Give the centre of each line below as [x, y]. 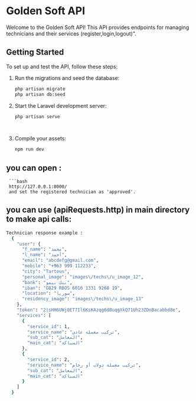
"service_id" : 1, [48, 326]
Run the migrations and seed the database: [67, 78]
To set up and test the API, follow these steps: [62, 66]
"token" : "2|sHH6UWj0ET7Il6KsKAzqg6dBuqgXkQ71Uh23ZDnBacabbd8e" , [99, 310]
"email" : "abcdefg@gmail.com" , [60, 261]
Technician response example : [45, 233]
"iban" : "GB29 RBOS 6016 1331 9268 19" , [72, 288]
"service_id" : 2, [48, 360]
